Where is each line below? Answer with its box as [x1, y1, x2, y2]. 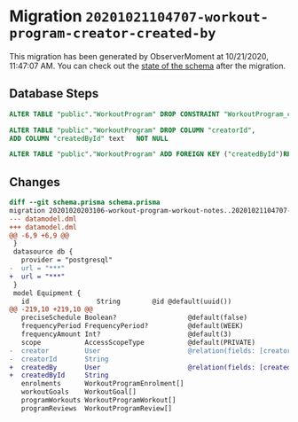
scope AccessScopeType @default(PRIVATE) [20, 338, 255, 347]
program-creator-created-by [9, 25, 216, 42]
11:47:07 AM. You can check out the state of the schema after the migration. [9, 60, 286, 71]
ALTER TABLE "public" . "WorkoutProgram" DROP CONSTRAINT [9, 109, 220, 119]
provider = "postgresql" [20, 255, 114, 265]
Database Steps [9, 86, 99, 101]
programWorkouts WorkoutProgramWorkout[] [20, 396, 176, 405]
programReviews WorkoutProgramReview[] [20, 403, 173, 413]
